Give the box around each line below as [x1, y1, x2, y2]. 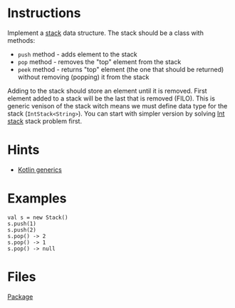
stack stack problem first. [7, 116, 83, 125]
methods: [7, 36, 36, 44]
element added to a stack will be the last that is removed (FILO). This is [7, 94, 216, 103]
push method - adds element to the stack [17, 50, 137, 58]
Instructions [7, 5, 81, 21]
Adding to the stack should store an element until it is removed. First [7, 86, 208, 95]
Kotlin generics [17, 165, 62, 174]
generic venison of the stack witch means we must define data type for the [7, 101, 228, 110]
